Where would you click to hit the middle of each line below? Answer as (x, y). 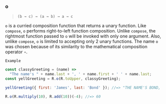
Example (13, 61)
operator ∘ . (16, 52)
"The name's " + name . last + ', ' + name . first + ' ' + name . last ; (81, 74)
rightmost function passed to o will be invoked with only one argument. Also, (83, 36)
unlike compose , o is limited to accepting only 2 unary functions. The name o (82, 41)
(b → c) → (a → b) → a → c (45, 17)
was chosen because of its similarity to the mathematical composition (76, 47)
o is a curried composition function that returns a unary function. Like (76, 26)
